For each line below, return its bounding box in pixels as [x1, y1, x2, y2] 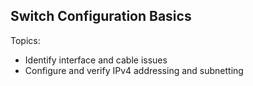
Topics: [10, 34, 41, 46]
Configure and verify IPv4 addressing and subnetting [24, 64, 244, 76]
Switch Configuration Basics [10, 8, 192, 25]
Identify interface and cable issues [24, 54, 168, 66]
